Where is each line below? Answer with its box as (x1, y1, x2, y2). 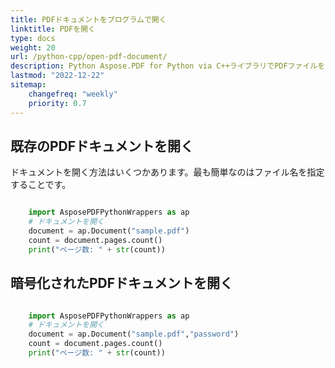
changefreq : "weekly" (28, 89, 118, 99)
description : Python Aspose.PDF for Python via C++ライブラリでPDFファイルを (10, 61, 326, 71)
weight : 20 (10, 42, 56, 53)
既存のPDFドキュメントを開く (10, 137, 195, 155)
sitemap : (10, 80, 47, 90)
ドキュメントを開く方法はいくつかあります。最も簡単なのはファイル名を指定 (10, 166, 325, 178)
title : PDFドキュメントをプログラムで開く (10, 14, 167, 25)
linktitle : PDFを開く (10, 24, 96, 34)
